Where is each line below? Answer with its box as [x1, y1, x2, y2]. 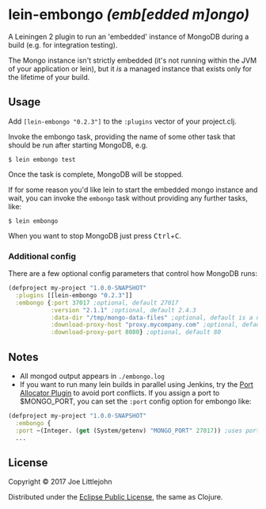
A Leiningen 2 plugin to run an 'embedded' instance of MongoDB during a [8, 32, 249, 41]
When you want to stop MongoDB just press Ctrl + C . [8, 231, 182, 240]
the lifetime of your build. [8, 72, 90, 82]
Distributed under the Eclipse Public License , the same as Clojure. [8, 492, 223, 502]
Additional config [8, 251, 77, 262]
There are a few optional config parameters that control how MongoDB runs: [8, 269, 258, 278]
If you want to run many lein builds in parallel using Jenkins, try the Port [19, 379, 253, 389]
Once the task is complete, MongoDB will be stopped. [8, 169, 184, 179]
